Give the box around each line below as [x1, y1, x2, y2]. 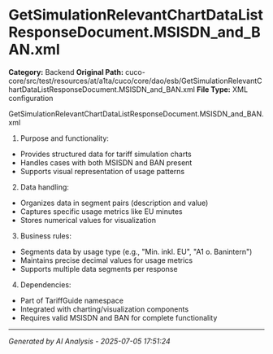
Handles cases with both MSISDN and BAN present [19, 157, 193, 168]
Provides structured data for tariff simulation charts [19, 149, 193, 159]
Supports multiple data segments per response [19, 264, 178, 273]
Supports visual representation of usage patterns [19, 166, 185, 176]
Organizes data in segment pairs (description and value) [19, 198, 209, 208]
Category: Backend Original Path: [8, 67, 124, 76]
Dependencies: [19, 279, 71, 290]
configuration [8, 93, 54, 103]
